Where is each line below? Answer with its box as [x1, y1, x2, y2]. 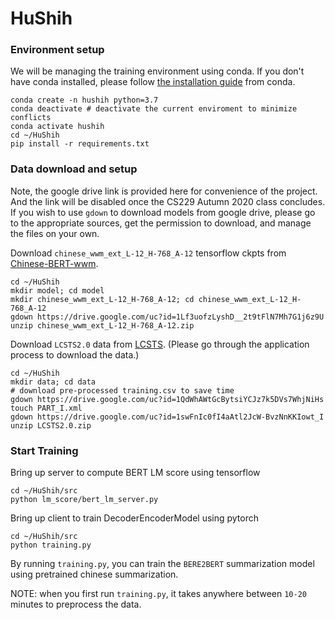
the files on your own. [10, 227, 100, 239]
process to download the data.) [10, 348, 140, 361]
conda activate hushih [10, 122, 105, 132]
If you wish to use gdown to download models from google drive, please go [10, 206, 316, 218]
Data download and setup [10, 162, 138, 176]
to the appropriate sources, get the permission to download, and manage [10, 217, 312, 229]
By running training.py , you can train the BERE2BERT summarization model [10, 558, 315, 570]
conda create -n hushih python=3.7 [10, 95, 159, 106]
